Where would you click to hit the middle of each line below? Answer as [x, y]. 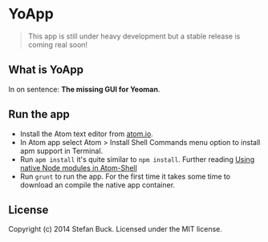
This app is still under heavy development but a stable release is [134, 36]
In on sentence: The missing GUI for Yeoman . [84, 89]
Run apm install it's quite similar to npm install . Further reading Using [137, 159]
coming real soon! [58, 44]
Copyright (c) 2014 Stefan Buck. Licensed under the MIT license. [115, 229]
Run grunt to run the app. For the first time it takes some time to [125, 176]
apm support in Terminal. [61, 151]
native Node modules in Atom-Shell [79, 167]
